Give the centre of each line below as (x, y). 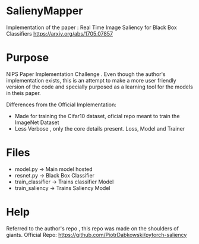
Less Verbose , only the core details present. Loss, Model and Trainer (100, 128)
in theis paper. (24, 93)
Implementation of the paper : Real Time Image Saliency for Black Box (91, 27)
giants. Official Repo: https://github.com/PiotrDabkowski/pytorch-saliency (97, 235)
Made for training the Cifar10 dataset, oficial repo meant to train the (97, 116)
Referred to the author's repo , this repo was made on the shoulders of (93, 228)
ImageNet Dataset (37, 122)
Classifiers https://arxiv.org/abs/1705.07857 (60, 33)
